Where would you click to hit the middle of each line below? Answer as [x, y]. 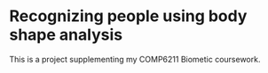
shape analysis [66, 35]
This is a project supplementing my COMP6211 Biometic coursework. [135, 59]
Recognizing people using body [128, 16]
